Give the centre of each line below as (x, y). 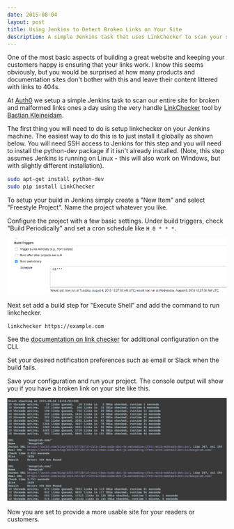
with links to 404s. (34, 87)
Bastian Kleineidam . (36, 116)
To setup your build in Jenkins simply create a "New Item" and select (106, 200)
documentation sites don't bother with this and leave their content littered (112, 79)
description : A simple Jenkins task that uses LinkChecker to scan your (115, 37)
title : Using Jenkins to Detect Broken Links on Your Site (95, 29)
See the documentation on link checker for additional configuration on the (113, 339)
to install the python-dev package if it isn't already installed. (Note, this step (116, 151)
